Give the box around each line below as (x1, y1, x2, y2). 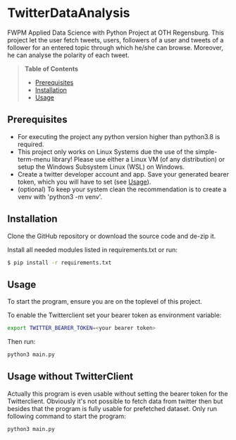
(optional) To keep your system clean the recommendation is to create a (17, 185, 227, 194)
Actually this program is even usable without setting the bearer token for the (7, 389, 228, 398)
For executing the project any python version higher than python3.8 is (17, 132, 221, 141)
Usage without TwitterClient (7, 371, 134, 383)
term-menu (17, 155, 51, 163)
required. (17, 140, 44, 148)
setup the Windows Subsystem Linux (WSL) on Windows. (17, 162, 185, 171)
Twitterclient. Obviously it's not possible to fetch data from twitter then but (7, 397, 223, 405)
